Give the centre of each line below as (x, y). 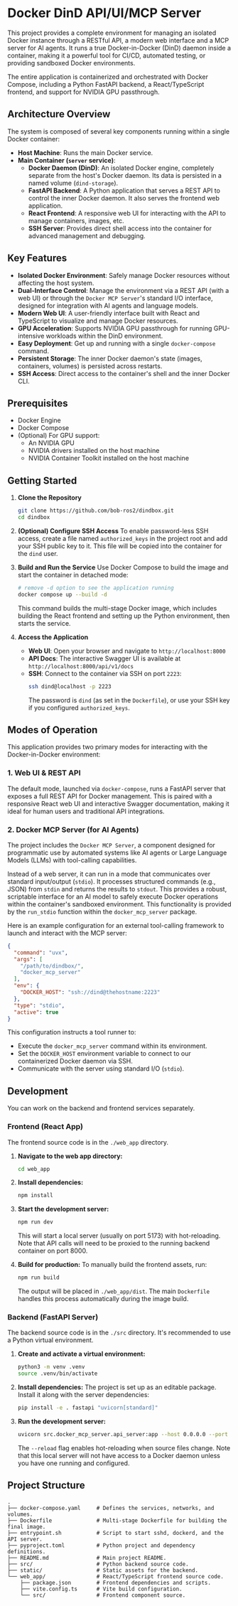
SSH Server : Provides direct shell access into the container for (120, 228)
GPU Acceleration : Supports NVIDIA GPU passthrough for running (115, 328)
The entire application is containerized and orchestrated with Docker (108, 77)
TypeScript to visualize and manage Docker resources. (98, 321)
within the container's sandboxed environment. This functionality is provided (119, 904)
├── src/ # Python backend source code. (98, 1564)
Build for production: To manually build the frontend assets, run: (112, 1265)
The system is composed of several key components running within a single (119, 131)
